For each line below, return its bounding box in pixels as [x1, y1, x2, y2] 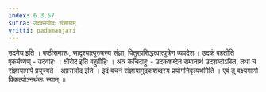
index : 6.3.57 [8, 11, 56, 20]
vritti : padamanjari [8, 26, 77, 34]
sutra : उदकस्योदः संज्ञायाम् [8, 19, 77, 27]
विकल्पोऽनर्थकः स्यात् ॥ [8, 75, 66, 84]
